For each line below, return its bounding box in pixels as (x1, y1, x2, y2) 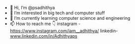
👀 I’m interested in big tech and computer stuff (9, 10, 105, 16)
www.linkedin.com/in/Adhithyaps (9, 33, 78, 39)
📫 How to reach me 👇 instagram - (9, 21, 81, 27)
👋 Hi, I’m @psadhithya (9, 5, 55, 10)
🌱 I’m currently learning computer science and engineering (9, 15, 131, 21)
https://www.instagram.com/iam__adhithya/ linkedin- (9, 28, 118, 34)
